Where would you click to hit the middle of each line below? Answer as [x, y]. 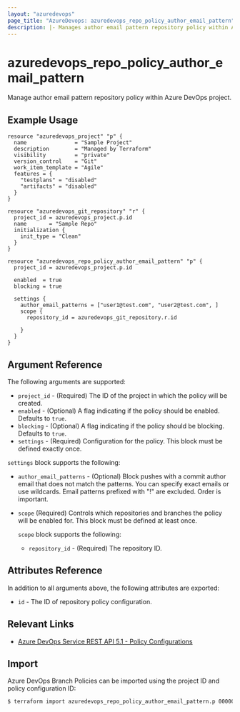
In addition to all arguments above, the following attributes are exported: [114, 588]
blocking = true [38, 286]
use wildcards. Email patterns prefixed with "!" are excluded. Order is [119, 491]
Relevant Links [41, 625]
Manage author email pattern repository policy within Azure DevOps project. [120, 98]
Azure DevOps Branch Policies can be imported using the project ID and [114, 681]
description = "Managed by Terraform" [83, 149]
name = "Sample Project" [73, 143]
